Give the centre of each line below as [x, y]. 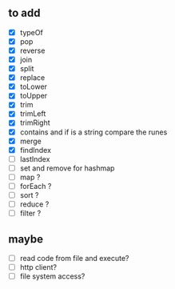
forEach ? [36, 186]
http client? [38, 267]
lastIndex [35, 159]
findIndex [36, 150]
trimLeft [33, 114]
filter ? [30, 213]
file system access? [52, 276]
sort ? [29, 195]
